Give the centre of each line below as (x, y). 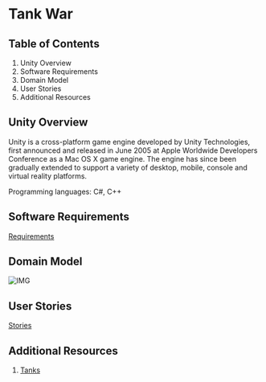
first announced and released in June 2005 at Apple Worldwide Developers (133, 150)
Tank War (41, 14)
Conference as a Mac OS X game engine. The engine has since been (123, 158)
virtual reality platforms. (47, 176)
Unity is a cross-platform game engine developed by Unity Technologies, (129, 142)
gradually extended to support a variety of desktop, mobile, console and (128, 167)
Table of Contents (54, 44)
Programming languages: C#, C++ (65, 191)
